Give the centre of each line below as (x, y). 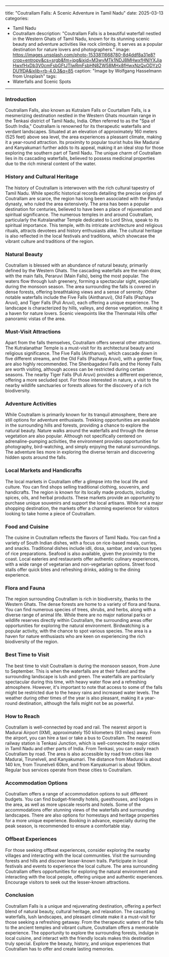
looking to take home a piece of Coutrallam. (50, 513)
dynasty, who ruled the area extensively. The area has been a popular (77, 204)
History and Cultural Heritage (42, 177)
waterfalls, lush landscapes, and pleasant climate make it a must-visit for (80, 917)
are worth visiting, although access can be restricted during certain (75, 369)
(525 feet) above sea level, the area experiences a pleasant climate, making (83, 137)
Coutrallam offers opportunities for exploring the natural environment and (81, 871)
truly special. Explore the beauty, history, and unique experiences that (78, 943)
